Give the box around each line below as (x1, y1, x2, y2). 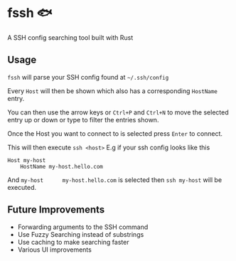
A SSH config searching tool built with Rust (7, 33, 134, 42)
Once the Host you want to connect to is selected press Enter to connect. (7, 129, 222, 138)
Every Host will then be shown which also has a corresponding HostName (7, 86, 218, 95)
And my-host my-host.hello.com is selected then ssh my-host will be (7, 175, 222, 184)
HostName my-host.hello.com (20, 163, 103, 170)
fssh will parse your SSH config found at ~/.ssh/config (7, 73, 169, 81)
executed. (7, 183, 37, 191)
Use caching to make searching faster (17, 238, 129, 246)
